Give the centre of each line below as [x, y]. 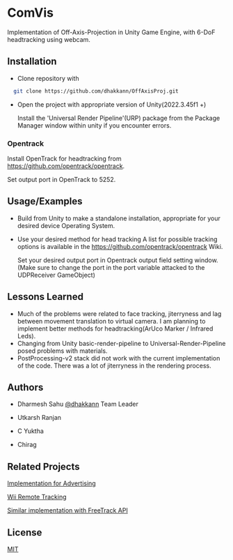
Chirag [27, 445]
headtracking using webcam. [49, 39]
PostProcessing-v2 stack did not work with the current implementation [119, 358]
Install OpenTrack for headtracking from [64, 158]
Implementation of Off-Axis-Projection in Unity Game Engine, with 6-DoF [111, 32]
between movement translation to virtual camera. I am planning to [111, 321]
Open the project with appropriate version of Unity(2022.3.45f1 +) [112, 104]
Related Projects [43, 466]
